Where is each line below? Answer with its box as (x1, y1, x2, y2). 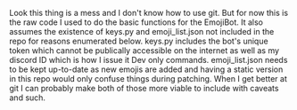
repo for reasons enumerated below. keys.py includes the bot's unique (9, 35, 269, 46)
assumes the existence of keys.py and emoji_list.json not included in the (9, 27, 275, 36)
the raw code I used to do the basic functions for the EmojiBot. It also (9, 17, 264, 27)
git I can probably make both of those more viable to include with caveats (9, 83, 279, 93)
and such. (9, 92, 46, 103)
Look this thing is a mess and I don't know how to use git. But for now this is (9, 8, 288, 18)
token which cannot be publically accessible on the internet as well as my (9, 45, 279, 56)
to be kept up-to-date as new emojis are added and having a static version (9, 64, 284, 75)
